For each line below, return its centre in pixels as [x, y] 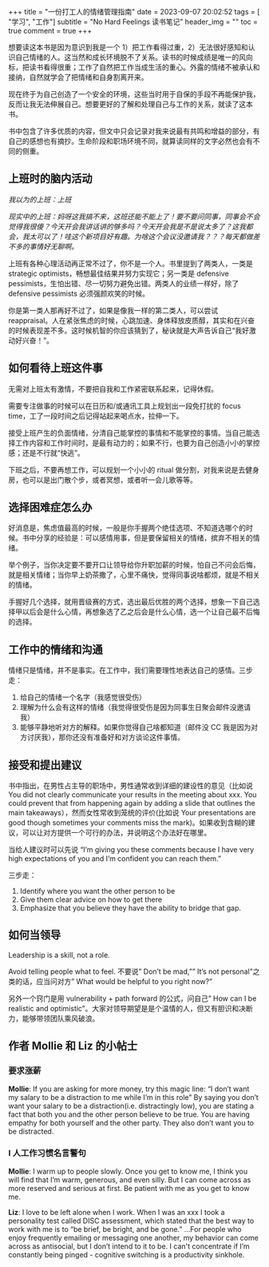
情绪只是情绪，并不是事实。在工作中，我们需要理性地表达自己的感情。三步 [131, 671]
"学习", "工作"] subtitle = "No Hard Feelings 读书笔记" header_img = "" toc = [133, 22]
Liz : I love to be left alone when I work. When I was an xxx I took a [117, 1212]
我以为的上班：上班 [40, 199]
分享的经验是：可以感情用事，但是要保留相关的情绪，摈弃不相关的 [144, 538]
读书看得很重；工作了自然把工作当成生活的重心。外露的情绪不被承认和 [144, 67]
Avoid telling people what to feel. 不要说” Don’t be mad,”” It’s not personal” [131, 971]
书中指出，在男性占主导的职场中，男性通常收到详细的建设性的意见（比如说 [131, 786]
